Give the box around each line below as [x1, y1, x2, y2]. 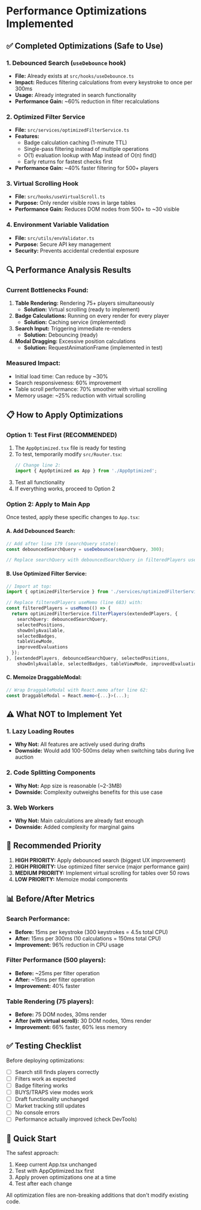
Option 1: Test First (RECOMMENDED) [6, 431, 118, 439]
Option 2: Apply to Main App [6, 500, 91, 508]
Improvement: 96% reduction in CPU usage [14, 941, 124, 948]
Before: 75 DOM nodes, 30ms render [14, 1011, 107, 1018]
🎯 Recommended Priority [6, 841, 102, 851]
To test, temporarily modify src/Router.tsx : [14, 451, 123, 458]
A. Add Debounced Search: [6, 527, 75, 535]
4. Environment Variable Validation [6, 220, 109, 229]
